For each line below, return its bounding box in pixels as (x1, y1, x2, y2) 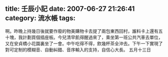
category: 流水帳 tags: (5, 14, 76, 22)
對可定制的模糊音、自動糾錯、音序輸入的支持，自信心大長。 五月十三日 (5, 47, 151, 53)
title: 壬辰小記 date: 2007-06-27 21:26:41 (5, 4, 135, 13)
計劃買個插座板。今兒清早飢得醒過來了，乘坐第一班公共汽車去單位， (22, 34, 163, 40)
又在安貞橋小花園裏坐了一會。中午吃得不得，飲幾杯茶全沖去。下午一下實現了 (5, 40, 163, 46)
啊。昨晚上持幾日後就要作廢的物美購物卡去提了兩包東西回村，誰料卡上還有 (5, 28, 158, 34)
